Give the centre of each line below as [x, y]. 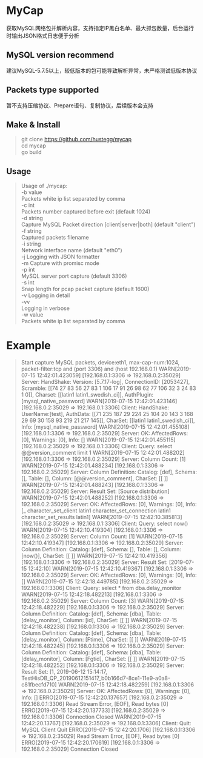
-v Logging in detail [45, 295]
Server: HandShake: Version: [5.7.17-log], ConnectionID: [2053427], [105, 382]
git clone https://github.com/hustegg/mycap [76, 139]
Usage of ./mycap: [44, 186]
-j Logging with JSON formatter [60, 257]
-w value [32, 315]
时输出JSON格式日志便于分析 [43, 35]
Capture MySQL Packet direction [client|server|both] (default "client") [108, 224]
